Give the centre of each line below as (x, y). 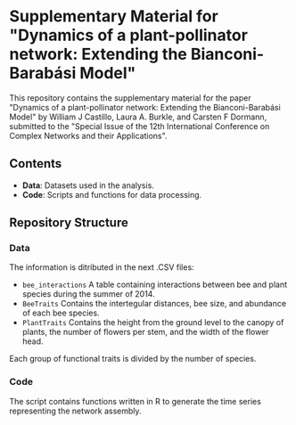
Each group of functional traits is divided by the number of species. (133, 359)
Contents (36, 163)
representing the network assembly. (75, 411)
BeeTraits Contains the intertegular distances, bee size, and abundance (154, 304)
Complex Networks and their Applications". (88, 135)
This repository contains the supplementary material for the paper (130, 98)
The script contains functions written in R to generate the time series (135, 401)
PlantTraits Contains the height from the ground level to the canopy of (153, 323)
